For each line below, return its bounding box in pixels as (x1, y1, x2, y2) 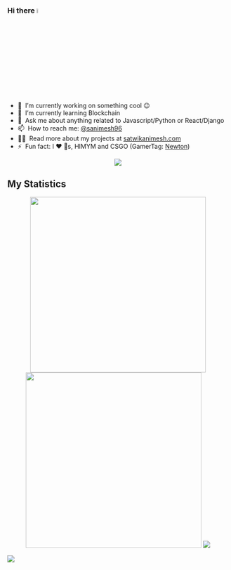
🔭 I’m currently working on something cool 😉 (17, 101, 150, 110)
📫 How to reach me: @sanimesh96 (17, 124, 123, 132)
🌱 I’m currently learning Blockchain (17, 108, 121, 117)
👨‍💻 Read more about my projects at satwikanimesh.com (17, 134, 181, 142)
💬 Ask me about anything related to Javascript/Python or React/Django (17, 116, 225, 124)
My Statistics (7, 178, 67, 190)
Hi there (7, 6, 35, 15)
